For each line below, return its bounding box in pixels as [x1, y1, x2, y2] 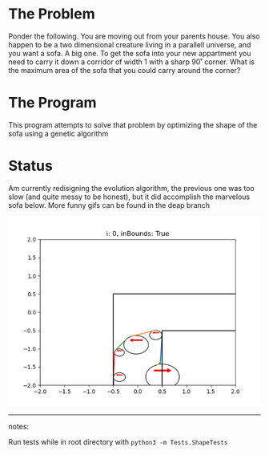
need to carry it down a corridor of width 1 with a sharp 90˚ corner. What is [8, 57, 255, 67]
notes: [8, 421, 30, 431]
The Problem [8, 5, 95, 23]
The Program [8, 94, 97, 112]
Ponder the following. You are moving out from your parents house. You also [8, 31, 260, 41]
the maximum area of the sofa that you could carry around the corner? [8, 65, 241, 75]
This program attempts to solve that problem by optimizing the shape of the [8, 120, 258, 129]
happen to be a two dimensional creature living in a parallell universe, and [8, 39, 251, 49]
